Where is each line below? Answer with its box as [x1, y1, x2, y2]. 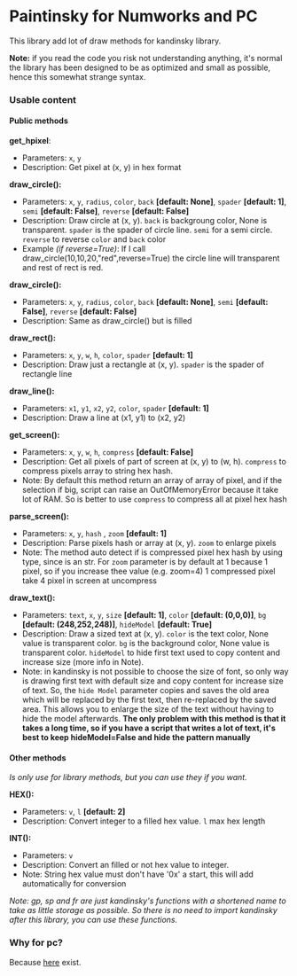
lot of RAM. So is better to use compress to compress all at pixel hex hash [21, 494, 288, 504]
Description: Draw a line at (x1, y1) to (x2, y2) [21, 412, 186, 423]
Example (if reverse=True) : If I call [21, 244, 146, 254]
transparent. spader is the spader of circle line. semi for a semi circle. [21, 224, 273, 236]
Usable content [9, 93, 77, 105]
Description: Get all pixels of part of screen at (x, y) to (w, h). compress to [21, 457, 286, 467]
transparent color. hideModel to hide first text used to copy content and [21, 647, 281, 658]
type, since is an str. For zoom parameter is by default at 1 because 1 [21, 557, 269, 567]
